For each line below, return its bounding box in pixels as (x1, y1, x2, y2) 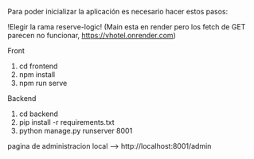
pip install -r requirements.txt (18, 118, 115, 126)
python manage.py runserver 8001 (18, 126, 133, 135)
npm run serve (18, 79, 68, 87)
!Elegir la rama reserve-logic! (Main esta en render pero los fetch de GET (7, 22, 246, 31)
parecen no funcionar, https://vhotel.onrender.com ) (7, 31, 176, 40)
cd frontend (18, 61, 58, 71)
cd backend (18, 109, 59, 118)
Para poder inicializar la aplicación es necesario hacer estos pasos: (7, 7, 229, 16)
